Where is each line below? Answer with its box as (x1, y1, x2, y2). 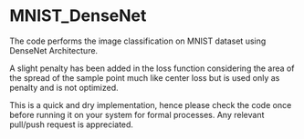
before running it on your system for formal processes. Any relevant (9, 109, 265, 120)
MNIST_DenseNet (9, 5, 147, 26)
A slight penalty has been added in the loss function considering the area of (9, 63, 295, 74)
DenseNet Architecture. (9, 45, 99, 55)
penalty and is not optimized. (9, 82, 119, 93)
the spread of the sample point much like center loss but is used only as (9, 72, 280, 83)
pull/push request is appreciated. (9, 119, 134, 130)
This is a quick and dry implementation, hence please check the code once (9, 99, 292, 110)
